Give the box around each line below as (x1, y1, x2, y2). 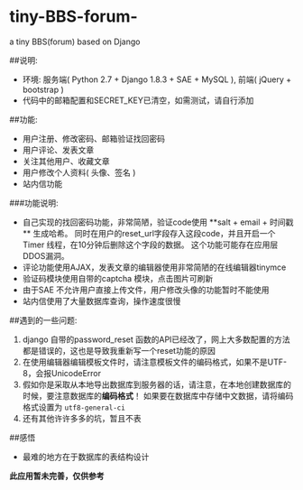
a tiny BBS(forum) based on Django (9, 36, 141, 47)
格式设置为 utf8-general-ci (22, 402, 126, 412)
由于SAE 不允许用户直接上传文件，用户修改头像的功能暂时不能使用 (22, 284, 270, 295)
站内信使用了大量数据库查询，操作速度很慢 (22, 295, 181, 306)
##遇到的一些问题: (9, 314, 78, 326)
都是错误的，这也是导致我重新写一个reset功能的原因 (22, 345, 216, 356)
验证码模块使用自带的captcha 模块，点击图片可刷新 (22, 273, 214, 283)
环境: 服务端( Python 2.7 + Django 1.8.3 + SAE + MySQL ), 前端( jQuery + (22, 74, 292, 85)
